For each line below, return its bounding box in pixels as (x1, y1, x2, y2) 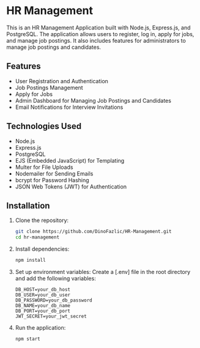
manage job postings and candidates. (6, 43, 102, 51)
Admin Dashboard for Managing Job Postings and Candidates (15, 97, 171, 104)
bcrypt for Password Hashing (15, 176, 90, 183)
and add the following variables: (15, 275, 96, 282)
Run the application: (15, 324, 66, 331)
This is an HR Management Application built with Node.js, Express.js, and (6, 24, 191, 31)
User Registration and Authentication (15, 77, 109, 84)
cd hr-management (15, 234, 60, 240)
